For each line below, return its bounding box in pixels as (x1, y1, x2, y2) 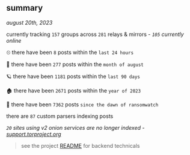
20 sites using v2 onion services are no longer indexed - (6, 124, 145, 131)
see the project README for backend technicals (20, 142, 140, 149)
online (6, 37, 22, 44)
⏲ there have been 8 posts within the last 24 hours (6, 49, 134, 56)
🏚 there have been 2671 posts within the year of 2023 (6, 87, 141, 94)
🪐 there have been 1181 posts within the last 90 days (6, 73, 140, 80)
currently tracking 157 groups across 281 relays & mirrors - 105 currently (6, 31, 185, 38)
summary (6, 3, 43, 13)
